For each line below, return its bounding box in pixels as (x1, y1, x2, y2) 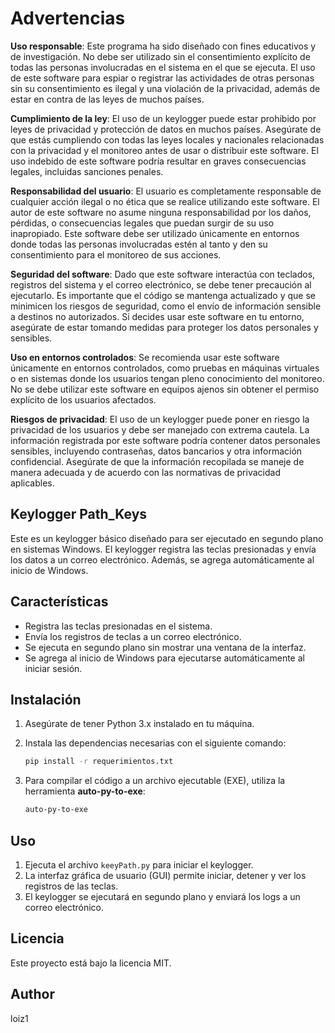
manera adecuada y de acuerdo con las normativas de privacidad (10, 466, 281, 478)
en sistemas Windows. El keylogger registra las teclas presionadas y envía (10, 543, 317, 555)
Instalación (10, 691, 82, 708)
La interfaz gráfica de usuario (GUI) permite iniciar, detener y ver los (24, 869, 307, 881)
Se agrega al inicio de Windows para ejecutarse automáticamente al (24, 652, 305, 664)
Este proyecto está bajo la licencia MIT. (10, 957, 172, 969)
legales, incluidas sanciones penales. (10, 165, 164, 177)
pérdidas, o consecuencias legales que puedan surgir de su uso (10, 217, 275, 229)
